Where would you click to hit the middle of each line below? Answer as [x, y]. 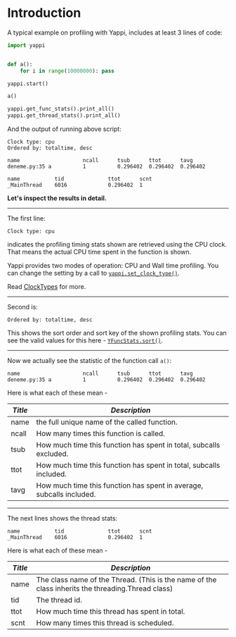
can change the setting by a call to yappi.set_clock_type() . [94, 273]
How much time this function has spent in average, [120, 486]
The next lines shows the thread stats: [63, 519]
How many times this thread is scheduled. [105, 623]
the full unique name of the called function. [107, 422]
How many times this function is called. [100, 433]
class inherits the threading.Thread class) [105, 588]
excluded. [52, 454]
